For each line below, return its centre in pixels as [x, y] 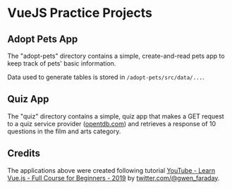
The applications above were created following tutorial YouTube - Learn [111, 170]
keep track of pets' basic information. [62, 63]
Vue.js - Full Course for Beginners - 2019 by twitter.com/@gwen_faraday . [114, 178]
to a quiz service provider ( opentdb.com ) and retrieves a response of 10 [112, 123]
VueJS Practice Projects [80, 13]
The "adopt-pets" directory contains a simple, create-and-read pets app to [116, 56]
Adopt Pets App [43, 39]
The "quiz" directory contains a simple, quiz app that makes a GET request [116, 116]
